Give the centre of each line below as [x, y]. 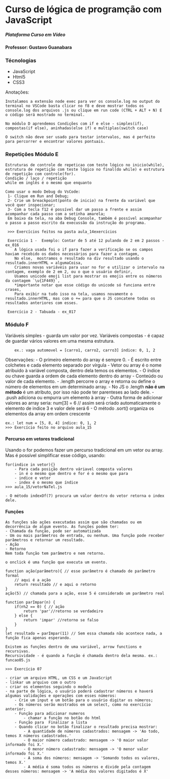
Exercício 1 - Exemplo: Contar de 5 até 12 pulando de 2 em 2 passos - [86, 241]
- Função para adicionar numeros [50, 714]
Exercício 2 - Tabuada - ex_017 [42, 312]
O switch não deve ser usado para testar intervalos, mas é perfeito [80, 137]
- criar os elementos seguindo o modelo [49, 687]
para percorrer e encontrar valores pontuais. [55, 142]
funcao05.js [18, 660]
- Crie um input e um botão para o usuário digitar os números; [84, 700]
